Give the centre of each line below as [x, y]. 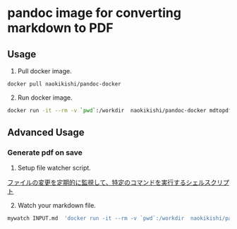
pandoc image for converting [95, 13]
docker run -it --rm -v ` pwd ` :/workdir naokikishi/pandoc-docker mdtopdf [120, 110]
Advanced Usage [46, 133]
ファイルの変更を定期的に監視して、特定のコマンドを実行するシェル [106, 182]
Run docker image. [45, 98]
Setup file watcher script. [54, 168]
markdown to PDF [61, 28]
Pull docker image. [44, 71]
